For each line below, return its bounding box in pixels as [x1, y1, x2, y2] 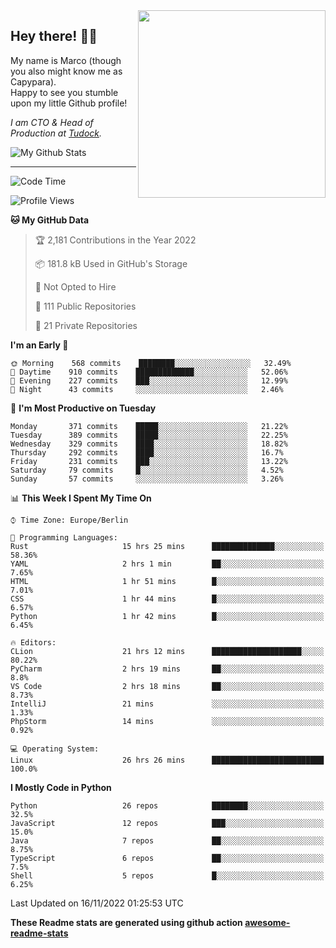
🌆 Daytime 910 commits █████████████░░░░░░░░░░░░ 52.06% [10, 367, 288, 377]
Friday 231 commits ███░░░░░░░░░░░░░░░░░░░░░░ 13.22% [10, 456, 288, 466]
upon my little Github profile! [10, 97, 128, 109]
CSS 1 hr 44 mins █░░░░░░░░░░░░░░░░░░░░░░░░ [10, 594, 325, 604]
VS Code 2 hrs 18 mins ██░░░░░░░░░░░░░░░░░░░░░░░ [10, 681, 325, 691]
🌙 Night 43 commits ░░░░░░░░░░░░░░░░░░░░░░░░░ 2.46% [10, 384, 284, 394]
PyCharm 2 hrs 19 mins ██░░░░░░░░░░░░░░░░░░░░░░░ [10, 664, 325, 674]
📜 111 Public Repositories [34, 300, 137, 312]
